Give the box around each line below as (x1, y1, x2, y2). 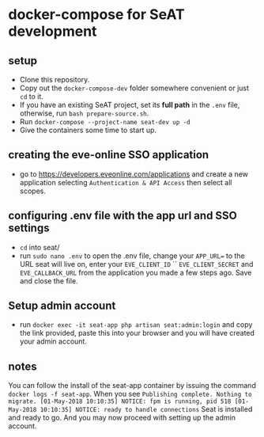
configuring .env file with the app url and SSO (8, 209, 237, 222)
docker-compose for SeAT (8, 6, 185, 24)
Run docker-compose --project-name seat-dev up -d (19, 117, 191, 126)
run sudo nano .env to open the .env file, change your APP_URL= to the (19, 251, 245, 260)
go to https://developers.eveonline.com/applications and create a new (19, 169, 249, 179)
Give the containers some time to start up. (19, 125, 157, 135)
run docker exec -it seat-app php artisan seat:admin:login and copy (19, 320, 253, 329)
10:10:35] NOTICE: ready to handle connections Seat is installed (40, 405, 253, 414)
